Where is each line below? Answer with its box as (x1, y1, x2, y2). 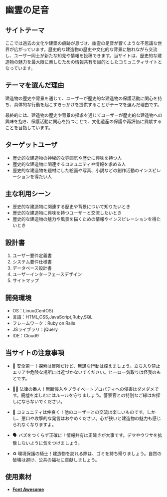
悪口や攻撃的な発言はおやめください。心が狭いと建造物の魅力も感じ (21, 415, 161, 421)
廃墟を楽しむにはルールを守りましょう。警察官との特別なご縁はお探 (20, 392, 161, 398)
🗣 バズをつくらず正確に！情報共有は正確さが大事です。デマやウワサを (12, 432, 158, 438)
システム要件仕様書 (12, 259, 52, 265)
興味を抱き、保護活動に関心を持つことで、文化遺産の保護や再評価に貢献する (5, 118, 162, 124)
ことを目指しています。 (5, 124, 53, 130)
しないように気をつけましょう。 (16, 440, 82, 446)
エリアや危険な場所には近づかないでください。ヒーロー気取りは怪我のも (12, 369, 161, 375)
